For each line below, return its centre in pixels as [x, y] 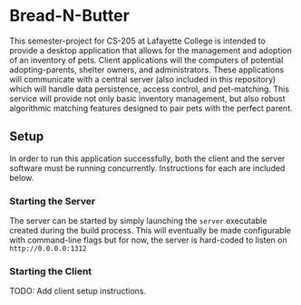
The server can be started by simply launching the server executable [138, 221]
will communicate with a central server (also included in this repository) [143, 79]
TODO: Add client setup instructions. [78, 291]
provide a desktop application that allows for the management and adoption [151, 50]
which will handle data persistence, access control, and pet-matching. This [150, 89]
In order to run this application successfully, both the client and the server [147, 158]
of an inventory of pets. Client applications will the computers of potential [146, 60]
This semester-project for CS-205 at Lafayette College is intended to [137, 41]
